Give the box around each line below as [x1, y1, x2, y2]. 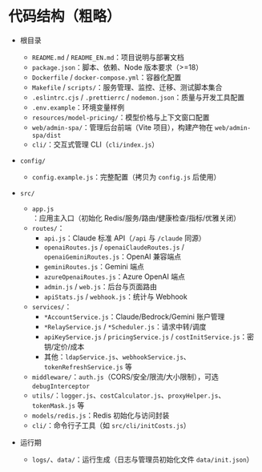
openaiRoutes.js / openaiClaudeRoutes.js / [43, 242, 185, 252]
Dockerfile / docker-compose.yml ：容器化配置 [31, 72, 182, 82]
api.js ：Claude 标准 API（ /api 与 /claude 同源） [43, 233, 206, 243]
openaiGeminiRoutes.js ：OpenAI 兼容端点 [43, 252, 182, 261]
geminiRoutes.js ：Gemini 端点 [43, 261, 144, 271]
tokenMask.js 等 [31, 400, 85, 409]
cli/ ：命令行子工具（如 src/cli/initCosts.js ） [31, 420, 191, 430]
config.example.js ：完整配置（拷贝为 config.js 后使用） [31, 171, 221, 181]
